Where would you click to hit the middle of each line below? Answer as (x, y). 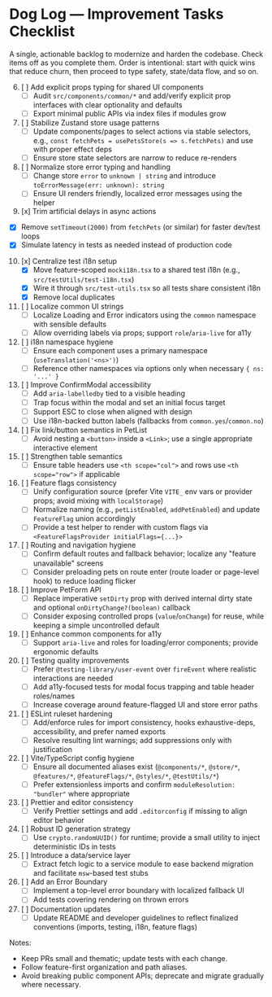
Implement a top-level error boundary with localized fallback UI (138, 890)
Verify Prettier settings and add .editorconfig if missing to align (140, 811)
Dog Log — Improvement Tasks (117, 14)
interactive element (65, 448)
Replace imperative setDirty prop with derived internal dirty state (142, 598)
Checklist (42, 31)
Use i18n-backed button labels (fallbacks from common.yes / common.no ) (149, 421)
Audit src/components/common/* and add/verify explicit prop (132, 95)
